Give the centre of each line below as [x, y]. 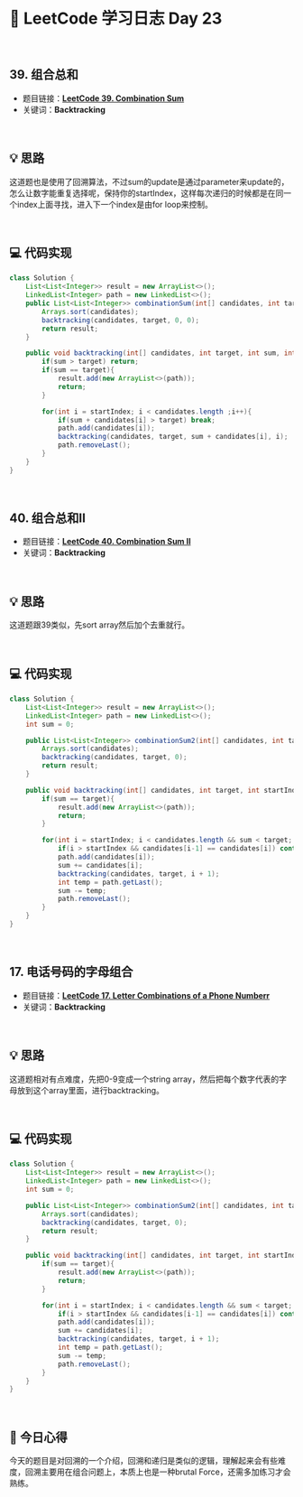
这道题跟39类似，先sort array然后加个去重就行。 [100, 625]
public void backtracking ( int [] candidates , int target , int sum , [153, 353]
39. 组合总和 [44, 74]
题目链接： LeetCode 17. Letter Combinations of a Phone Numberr [146, 995]
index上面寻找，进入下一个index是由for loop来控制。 [115, 204]
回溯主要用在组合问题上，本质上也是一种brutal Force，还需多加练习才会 [158, 1472]
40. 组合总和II [47, 519]
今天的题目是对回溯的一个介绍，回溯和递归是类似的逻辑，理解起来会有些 [143, 1461]
